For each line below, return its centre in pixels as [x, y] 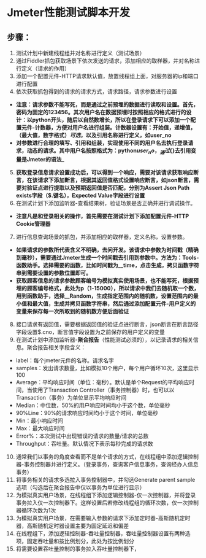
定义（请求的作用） [45, 68]
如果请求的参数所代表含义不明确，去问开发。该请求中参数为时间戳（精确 [107, 250]
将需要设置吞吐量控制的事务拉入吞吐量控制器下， [78, 548]
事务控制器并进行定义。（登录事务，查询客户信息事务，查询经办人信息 [111, 464]
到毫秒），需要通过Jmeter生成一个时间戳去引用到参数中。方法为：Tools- [107, 257]
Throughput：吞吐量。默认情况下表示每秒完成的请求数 [85, 443]
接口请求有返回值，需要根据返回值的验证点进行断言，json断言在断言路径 [107, 324]
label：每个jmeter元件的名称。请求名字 [65, 360]
